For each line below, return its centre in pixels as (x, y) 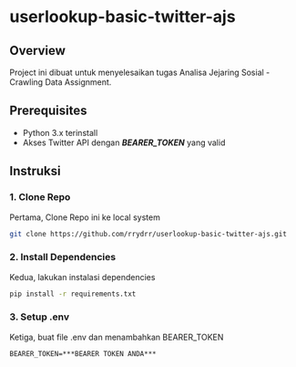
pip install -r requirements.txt (73, 294)
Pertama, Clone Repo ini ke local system (85, 217)
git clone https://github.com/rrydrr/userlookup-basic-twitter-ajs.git (148, 234)
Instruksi (35, 171)
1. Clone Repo (40, 197)
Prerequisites (48, 111)
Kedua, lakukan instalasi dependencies (82, 277)
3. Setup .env (40, 317)
